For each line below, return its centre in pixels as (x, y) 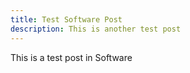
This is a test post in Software (71, 57)
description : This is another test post (96, 29)
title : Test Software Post (66, 19)
